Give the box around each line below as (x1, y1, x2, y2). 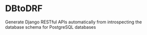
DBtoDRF (5, 3, 43, 14)
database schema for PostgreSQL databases (5, 24, 96, 30)
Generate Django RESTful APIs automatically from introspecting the (5, 19, 142, 25)
